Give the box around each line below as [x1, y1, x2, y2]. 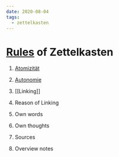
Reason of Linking [14, 99, 59, 107]
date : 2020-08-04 [6, 8, 49, 15]
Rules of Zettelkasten [6, 45, 114, 59]
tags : [6, 14, 20, 20]
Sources [14, 134, 36, 141]
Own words [14, 111, 43, 118]
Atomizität [14, 65, 40, 72]
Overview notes [14, 145, 53, 152]
